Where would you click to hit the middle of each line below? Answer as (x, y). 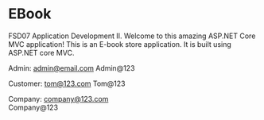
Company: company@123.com (58, 99)
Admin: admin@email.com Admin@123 (72, 68)
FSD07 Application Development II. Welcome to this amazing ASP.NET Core (132, 36)
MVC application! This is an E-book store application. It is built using (120, 44)
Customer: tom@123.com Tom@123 (67, 83)
